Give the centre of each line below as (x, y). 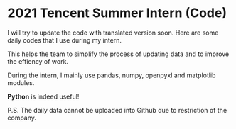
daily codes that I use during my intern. (65, 40)
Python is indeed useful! (43, 96)
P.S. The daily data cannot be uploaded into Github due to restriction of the (117, 110)
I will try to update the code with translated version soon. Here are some (113, 33)
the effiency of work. (38, 61)
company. (22, 118)
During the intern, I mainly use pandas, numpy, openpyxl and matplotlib (112, 75)
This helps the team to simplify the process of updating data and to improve (118, 54)
